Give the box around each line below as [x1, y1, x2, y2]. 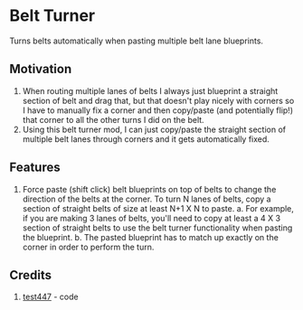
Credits [9, 268, 52, 283]
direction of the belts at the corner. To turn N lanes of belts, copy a [22, 193, 271, 204]
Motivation [9, 61, 72, 77]
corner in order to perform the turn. [22, 241, 155, 252]
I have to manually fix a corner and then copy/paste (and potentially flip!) [22, 105, 294, 116]
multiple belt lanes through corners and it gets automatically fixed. [22, 133, 270, 145]
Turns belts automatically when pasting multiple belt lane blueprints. [9, 35, 264, 46]
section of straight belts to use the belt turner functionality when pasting [22, 222, 293, 233]
